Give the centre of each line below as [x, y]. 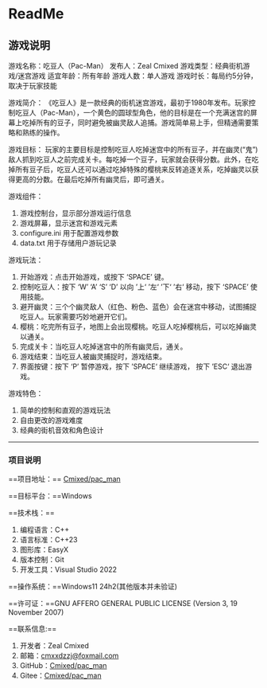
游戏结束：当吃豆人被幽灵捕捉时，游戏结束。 [93, 356]
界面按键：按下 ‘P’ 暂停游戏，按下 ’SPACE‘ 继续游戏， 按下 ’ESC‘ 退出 [132, 366]
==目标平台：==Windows [50, 496]
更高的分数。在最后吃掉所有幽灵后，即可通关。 [91, 179]
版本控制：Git [42, 560]
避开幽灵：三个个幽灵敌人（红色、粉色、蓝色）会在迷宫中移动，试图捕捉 [138, 307]
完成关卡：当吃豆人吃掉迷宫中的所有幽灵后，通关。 [103, 346]
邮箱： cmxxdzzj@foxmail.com [69, 656]
